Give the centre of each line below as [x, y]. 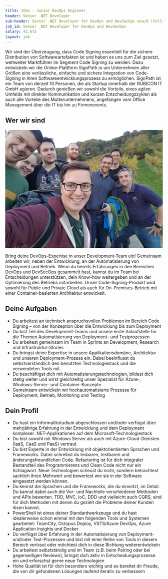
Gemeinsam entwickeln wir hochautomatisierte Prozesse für [74, 390]
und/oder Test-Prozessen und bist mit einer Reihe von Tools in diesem [85, 540]
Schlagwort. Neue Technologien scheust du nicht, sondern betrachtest [85, 471]
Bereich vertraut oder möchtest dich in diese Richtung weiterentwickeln [86, 545]
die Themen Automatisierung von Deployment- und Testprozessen [81, 337]
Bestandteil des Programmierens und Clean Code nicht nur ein [77, 465]
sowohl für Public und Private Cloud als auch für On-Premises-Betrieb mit [81, 288]
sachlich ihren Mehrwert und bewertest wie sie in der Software [77, 476]
